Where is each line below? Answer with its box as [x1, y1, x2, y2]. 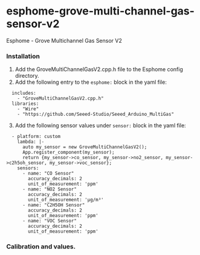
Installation [6, 52, 40, 60]
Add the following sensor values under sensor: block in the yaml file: [15, 122, 186, 129]
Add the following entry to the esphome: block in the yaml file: [15, 78, 167, 86]
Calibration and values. [6, 242, 76, 251]
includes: [11, 90, 36, 96]
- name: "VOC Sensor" [22, 218, 77, 224]
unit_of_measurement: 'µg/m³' [28, 197, 104, 203]
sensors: [17, 165, 39, 171]
